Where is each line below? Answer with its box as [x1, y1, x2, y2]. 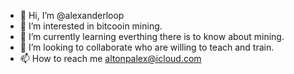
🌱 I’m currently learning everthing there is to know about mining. [19, 31, 285, 42]
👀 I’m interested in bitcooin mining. [19, 20, 163, 32]
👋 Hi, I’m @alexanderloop [19, 10, 125, 21]
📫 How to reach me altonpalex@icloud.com [19, 53, 202, 64]
